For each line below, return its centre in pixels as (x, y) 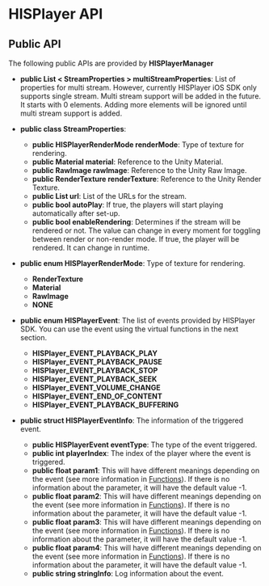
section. (34, 337)
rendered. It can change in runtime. (91, 248)
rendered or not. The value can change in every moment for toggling (146, 230)
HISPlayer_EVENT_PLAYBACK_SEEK (95, 379)
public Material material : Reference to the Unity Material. (128, 162)
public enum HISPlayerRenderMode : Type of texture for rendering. (132, 263)
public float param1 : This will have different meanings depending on (146, 470)
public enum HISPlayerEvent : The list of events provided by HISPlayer (138, 320)
